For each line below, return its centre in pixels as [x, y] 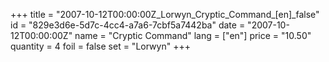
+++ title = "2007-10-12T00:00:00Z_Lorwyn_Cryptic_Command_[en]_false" [165, 14]
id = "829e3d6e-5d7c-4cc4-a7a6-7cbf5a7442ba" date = [128, 25]
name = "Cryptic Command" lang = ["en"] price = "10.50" [193, 35]
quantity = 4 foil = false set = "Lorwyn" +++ [100, 46]
